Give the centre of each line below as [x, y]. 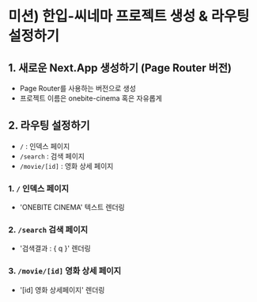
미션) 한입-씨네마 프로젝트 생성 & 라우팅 [129, 16]
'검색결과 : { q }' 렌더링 [55, 248]
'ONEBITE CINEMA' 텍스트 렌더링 [72, 208]
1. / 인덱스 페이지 [39, 189]
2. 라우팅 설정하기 [49, 126]
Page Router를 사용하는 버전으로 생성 [78, 88]
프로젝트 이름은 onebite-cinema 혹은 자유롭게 [91, 98]
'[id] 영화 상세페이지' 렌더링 [62, 289]
